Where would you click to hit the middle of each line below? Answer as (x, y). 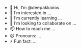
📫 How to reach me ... (32, 29)
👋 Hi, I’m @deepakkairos (35, 8)
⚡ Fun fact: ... (23, 41)
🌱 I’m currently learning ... (36, 18)
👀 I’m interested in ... (30, 13)
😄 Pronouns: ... (26, 36)
